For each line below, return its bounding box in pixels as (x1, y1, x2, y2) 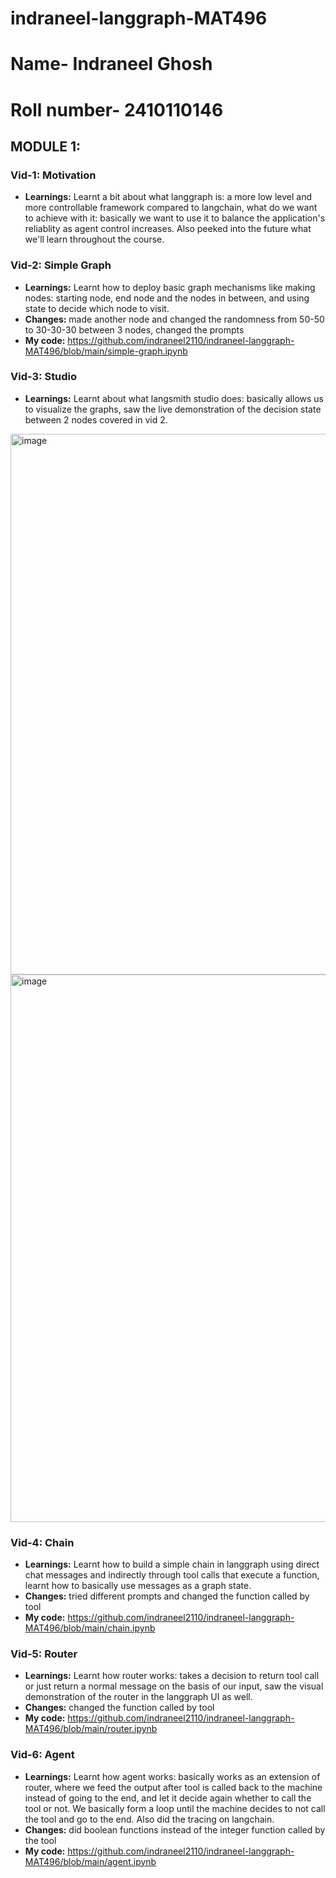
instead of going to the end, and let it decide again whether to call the (24, 1792, 312, 1804)
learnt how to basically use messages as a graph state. (24, 1580, 252, 1592)
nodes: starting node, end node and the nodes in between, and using (24, 292, 310, 304)
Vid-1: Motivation (10, 168, 97, 182)
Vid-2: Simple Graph (10, 258, 112, 272)
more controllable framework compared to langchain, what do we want (24, 202, 318, 214)
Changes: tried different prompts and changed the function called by (24, 1590, 310, 1602)
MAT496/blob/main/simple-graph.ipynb (24, 345, 188, 357)
